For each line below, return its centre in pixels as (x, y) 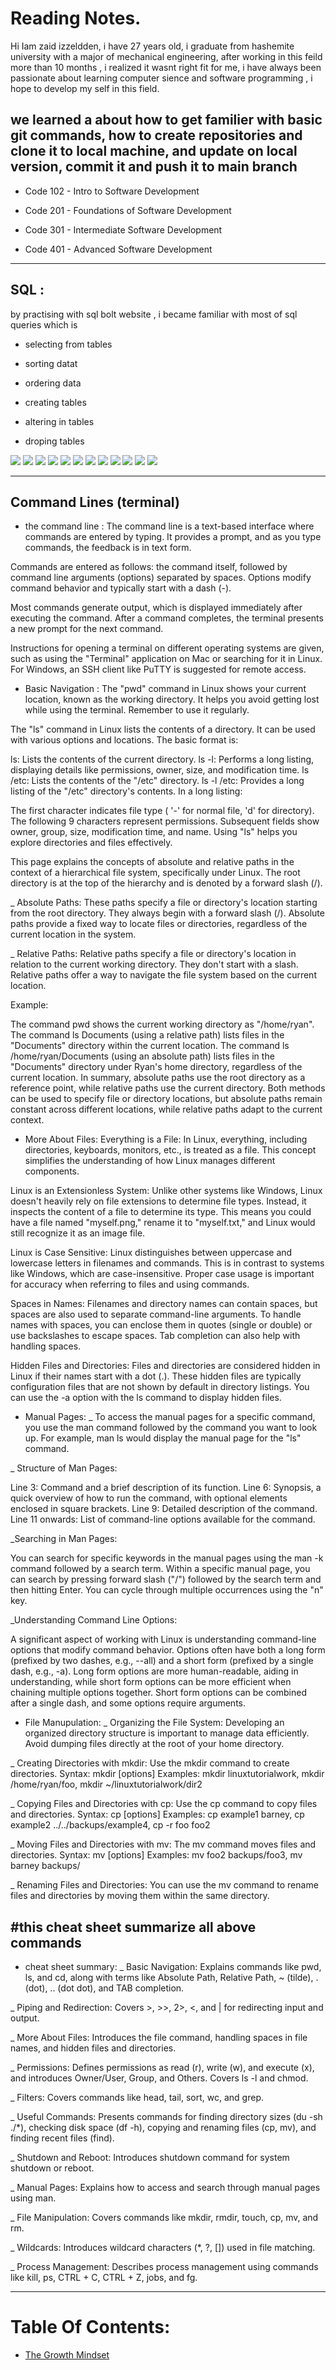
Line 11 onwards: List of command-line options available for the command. (163, 1519)
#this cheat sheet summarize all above (133, 1927)
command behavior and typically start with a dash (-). (121, 588)
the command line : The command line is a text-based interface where (169, 526)
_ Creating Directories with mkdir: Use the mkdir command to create (150, 1763)
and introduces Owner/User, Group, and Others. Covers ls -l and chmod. (159, 2078)
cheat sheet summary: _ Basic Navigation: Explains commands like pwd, (173, 1967)
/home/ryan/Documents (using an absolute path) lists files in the (142, 1056)
